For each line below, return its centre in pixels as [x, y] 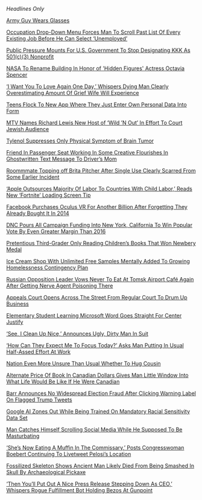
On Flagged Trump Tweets [39, 400]
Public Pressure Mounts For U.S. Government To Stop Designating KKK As [99, 50]
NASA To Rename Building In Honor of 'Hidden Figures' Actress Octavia [96, 68]
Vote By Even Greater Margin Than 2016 [56, 231]
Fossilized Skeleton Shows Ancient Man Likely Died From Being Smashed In [100, 466]
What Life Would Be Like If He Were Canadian [63, 382]
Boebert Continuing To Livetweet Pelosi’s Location [69, 454]
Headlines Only [25, 9]
